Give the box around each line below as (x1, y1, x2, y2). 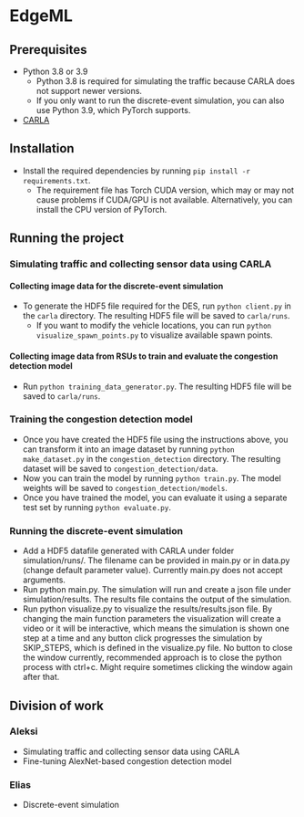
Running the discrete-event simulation (9, 524, 184, 537)
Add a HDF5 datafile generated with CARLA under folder (22, 545, 235, 557)
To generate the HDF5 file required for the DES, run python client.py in (22, 300, 291, 311)
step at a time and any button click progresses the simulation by (22, 633, 263, 644)
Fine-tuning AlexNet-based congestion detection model (22, 755, 232, 767)
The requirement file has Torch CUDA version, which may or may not (35, 184, 294, 195)
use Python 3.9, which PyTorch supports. (35, 105, 191, 115)
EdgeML (9, 5, 73, 26)
